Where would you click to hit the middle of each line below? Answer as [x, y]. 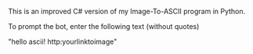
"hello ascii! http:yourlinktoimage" [63, 41]
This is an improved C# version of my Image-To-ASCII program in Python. [127, 11]
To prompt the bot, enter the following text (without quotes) [104, 26]
